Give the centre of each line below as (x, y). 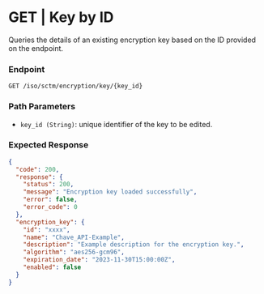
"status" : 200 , (49, 185)
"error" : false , (51, 200)
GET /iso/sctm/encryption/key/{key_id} (76, 86)
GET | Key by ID (61, 17)
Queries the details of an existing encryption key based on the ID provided (132, 40)
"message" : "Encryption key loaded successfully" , (110, 192)
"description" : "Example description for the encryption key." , (134, 245)
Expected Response (49, 145)
